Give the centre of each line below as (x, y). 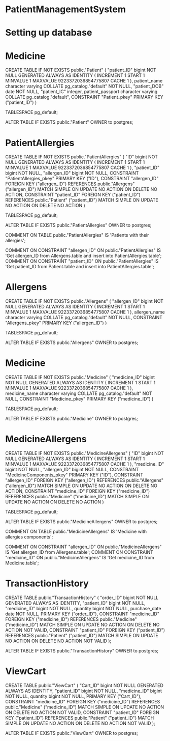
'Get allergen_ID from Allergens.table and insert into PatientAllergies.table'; (83, 256)
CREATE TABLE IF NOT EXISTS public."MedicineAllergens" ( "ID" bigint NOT (84, 453)
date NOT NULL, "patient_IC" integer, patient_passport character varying (81, 92)
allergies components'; (29, 537)
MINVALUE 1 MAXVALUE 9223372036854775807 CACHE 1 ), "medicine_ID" (85, 464)
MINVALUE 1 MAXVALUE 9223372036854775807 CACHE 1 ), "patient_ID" (82, 168)
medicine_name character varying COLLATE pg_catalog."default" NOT (79, 393)
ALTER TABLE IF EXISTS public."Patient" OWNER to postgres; (69, 122)
